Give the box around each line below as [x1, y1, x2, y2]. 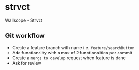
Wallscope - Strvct [5, 17, 42, 23]
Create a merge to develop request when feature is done [12, 55, 126, 61]
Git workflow [5, 32, 45, 40]
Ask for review [12, 60, 41, 66]
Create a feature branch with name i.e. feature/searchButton [12, 44, 135, 50]
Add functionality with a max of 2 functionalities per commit [12, 50, 133, 55]
